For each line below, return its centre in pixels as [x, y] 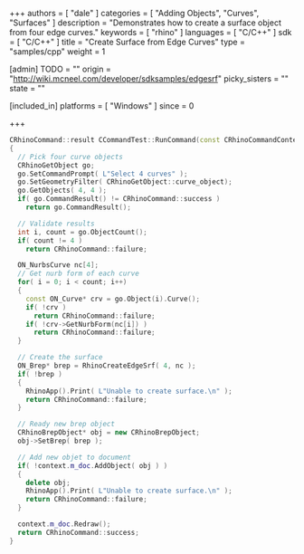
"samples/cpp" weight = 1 [57, 52]
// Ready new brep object [66, 425]
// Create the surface [60, 358]
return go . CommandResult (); [78, 207]
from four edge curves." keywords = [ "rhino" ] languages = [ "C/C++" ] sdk [151, 32]
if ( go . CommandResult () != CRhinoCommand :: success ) [119, 199]
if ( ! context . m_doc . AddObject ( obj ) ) [93, 465]
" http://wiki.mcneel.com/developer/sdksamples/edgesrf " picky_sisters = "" [149, 79]
